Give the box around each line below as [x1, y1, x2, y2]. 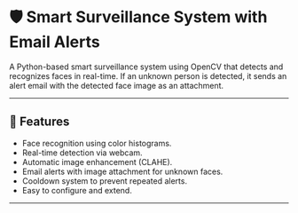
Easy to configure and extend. [21, 185, 133, 195]
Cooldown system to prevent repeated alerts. [21, 175, 188, 186]
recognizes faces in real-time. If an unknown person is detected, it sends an [9, 70, 287, 81]
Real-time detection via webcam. [21, 147, 144, 158]
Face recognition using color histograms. [21, 138, 172, 148]
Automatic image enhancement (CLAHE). [21, 156, 173, 167]
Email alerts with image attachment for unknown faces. [21, 166, 223, 177]
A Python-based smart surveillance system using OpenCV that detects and [9, 61, 284, 72]
